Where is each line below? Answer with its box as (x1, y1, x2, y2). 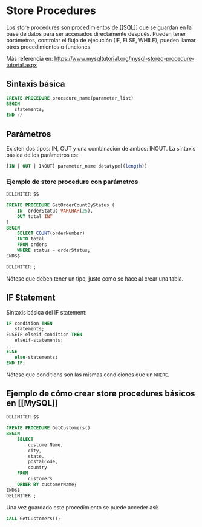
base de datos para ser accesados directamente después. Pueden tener (6, 30, 186, 37)
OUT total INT (17, 213, 53, 219)
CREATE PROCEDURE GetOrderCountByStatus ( (6, 202, 115, 208)
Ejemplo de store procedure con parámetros (6, 177, 138, 186)
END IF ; (6, 359, 26, 366)
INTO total (17, 236, 45, 242)
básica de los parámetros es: (6, 151, 79, 158)
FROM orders (17, 242, 47, 248)
